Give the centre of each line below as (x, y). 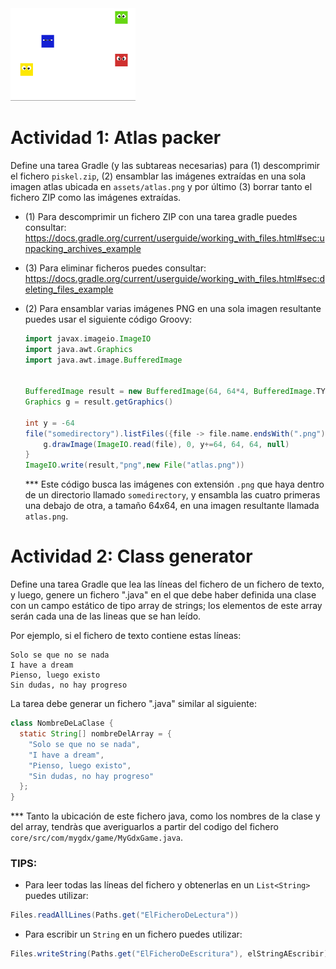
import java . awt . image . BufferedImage (103, 360)
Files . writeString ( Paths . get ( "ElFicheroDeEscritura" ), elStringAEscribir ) (169, 954)
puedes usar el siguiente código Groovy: (108, 319)
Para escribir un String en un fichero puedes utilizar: (133, 934)
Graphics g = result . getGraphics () (99, 402)
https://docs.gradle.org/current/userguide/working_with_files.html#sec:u (174, 238)
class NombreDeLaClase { (62, 723)
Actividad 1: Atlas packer (116, 138)
